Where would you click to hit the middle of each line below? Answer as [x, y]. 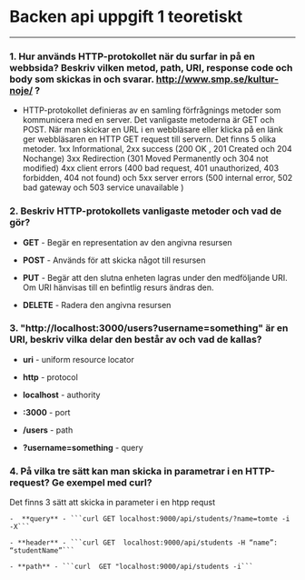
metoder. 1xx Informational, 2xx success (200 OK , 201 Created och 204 [157, 149]
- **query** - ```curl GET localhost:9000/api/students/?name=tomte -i [150, 519]
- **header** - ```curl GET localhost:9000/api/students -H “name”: [144, 543]
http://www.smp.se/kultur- [217, 79]
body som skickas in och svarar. [82, 79]
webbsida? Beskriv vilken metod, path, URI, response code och [151, 67]
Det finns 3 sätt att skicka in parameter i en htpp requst [113, 503]
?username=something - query [83, 447]
